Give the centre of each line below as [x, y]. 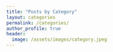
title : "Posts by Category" [42, 12]
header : [16, 34]
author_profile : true [34, 28]
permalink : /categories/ [38, 23]
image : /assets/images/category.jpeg [60, 39]
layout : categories [31, 17]
